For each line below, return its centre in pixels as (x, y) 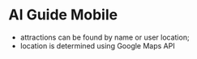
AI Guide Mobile (63, 15)
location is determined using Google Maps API (98, 45)
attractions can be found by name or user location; (105, 37)
